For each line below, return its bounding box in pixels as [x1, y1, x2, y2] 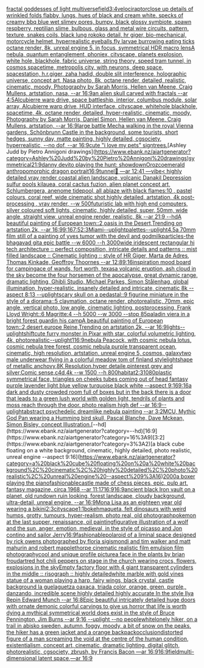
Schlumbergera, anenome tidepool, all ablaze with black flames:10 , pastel [6, 187, 192, 194]
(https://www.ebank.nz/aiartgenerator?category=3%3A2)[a [6, 440, 156, 447]
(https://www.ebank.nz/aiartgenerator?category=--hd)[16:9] [6, 427, 158, 435]
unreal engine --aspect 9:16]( [6, 453, 80, 460]
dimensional [6, 655, 37, 662]
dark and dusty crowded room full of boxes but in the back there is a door [6, 388, 192, 395]
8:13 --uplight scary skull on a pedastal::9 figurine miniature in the [24, 291, 189, 298]
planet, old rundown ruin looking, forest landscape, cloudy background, [6, 492, 186, 499]
